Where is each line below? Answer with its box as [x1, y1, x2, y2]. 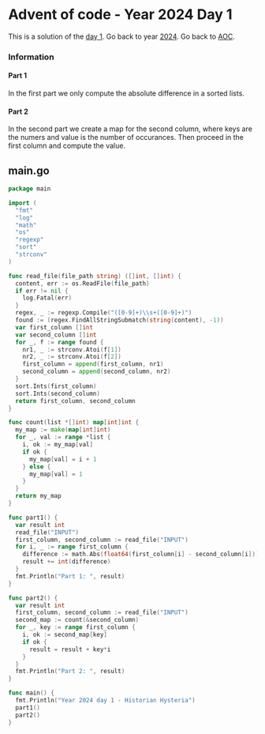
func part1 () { [8, 514, 58, 521]
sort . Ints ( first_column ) [15, 382, 97, 390]
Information [8, 51, 54, 62]
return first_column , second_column [15, 397, 136, 405]
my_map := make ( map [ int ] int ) [15, 426, 111, 434]
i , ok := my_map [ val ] [22, 441, 93, 449]
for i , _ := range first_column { [15, 543, 129, 551]
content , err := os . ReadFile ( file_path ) [15, 279, 150, 288]
